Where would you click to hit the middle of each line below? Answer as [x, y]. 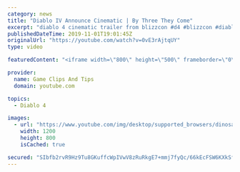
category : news [30, 14]
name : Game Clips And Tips [54, 79]
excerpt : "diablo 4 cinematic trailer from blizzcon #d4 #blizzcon [110, 27]
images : [19, 118]
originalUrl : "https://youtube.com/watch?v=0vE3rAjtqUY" [94, 41]
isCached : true [43, 144]
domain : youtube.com [44, 86]
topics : [19, 99]
